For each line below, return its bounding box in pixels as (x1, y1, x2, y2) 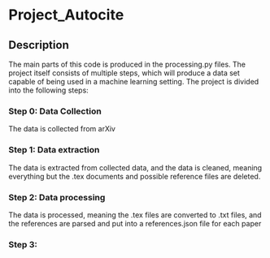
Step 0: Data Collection (8, 105, 102, 117)
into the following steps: (8, 85, 89, 95)
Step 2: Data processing (8, 191, 106, 203)
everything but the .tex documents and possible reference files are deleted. (8, 171, 261, 181)
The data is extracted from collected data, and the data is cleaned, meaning (8, 162, 263, 172)
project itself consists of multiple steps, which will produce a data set (8, 68, 240, 78)
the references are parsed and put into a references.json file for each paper (8, 218, 262, 228)
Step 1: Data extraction (8, 144, 100, 156)
